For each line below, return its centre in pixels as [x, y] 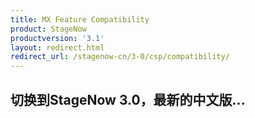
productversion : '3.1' [57, 38]
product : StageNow [48, 29]
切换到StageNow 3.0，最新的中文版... [128, 99]
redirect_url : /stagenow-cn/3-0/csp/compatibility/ [120, 57]
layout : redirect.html [57, 47]
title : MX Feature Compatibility [80, 19]
